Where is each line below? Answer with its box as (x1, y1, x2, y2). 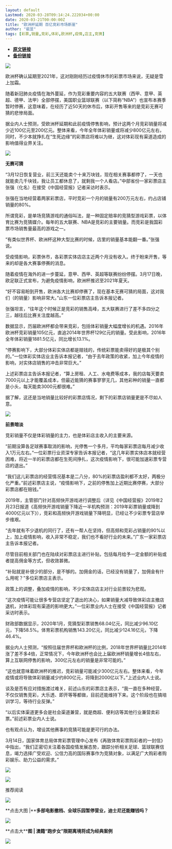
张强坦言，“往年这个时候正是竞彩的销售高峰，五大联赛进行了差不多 (5, 306, 147, 311)
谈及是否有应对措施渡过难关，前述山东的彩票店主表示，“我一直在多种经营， (5, 686, 165, 691)
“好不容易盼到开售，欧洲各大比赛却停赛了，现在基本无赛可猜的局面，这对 (5, 288, 160, 294)
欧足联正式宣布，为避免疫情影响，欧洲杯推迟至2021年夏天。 (5, 278, 132, 283)
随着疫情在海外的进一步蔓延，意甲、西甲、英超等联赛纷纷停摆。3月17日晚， (5, 271, 165, 277)
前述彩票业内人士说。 (14, 715, 59, 722)
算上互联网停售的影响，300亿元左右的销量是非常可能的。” (5, 657, 126, 663)
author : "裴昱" (5, 27, 36, 32)
